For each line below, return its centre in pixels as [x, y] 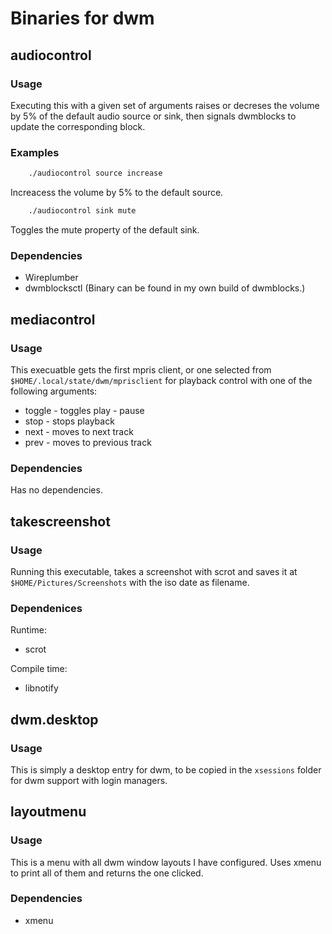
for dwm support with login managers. [89, 780]
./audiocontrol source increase [95, 173]
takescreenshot [60, 521]
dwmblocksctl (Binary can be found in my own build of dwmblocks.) [165, 288]
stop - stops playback [69, 421]
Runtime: [28, 630]
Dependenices [46, 608]
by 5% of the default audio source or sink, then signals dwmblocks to [153, 116]
